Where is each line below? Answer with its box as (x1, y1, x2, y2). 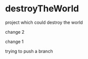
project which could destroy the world (5, 19, 83, 25)
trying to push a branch (5, 48, 53, 54)
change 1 (5, 38, 24, 45)
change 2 (5, 29, 25, 35)
